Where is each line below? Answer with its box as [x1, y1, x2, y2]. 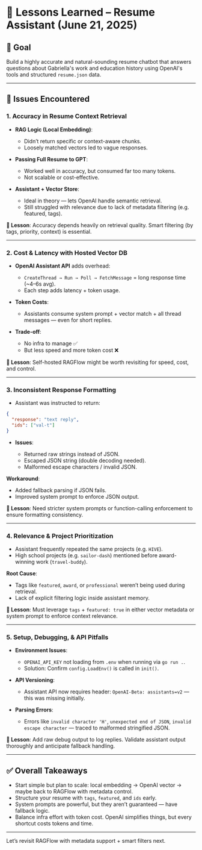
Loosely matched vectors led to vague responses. [23, 144, 148, 151]
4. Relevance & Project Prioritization [6, 531, 114, 540]
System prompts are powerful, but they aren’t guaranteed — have [14, 801, 178, 808]
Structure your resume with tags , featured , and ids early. [14, 795, 157, 802]
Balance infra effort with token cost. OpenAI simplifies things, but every [14, 813, 192, 821]
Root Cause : [6, 570, 38, 577]
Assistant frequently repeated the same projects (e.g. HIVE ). [14, 545, 164, 553]
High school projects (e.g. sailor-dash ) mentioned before [14, 552, 158, 559]
